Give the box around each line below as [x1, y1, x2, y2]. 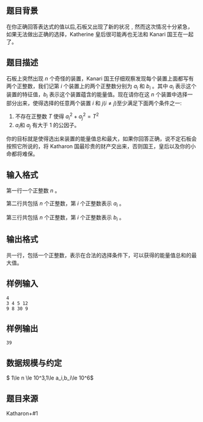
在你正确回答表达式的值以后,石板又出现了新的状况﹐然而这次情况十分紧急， [6, 23, 193, 30]
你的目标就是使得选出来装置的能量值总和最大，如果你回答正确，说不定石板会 [6, 135, 197, 142]
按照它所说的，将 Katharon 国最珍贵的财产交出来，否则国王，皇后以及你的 [6, 143, 191, 150]
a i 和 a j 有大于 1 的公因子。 [14, 121, 80, 130]
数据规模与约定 [6, 358, 62, 368]
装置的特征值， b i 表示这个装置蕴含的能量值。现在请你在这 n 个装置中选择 [6, 91, 188, 100]
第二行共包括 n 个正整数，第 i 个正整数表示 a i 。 [6, 200, 125, 209]
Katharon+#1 [6, 409, 38, 417]
